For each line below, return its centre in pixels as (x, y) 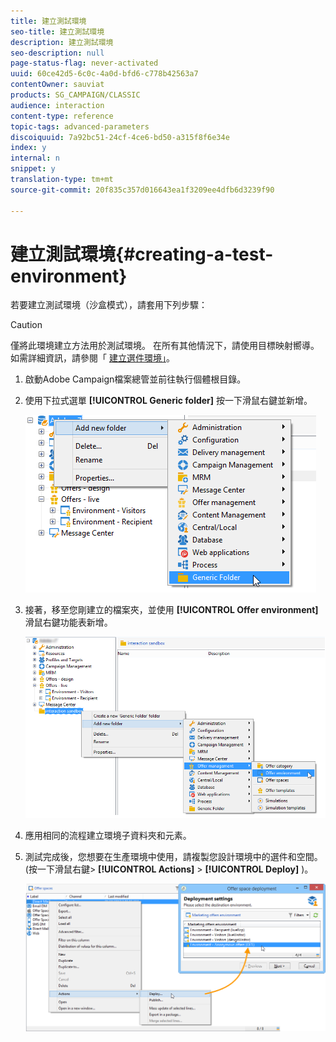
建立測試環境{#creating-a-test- (142, 254)
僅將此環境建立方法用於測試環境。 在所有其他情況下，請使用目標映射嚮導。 (165, 346)
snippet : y (33, 169)
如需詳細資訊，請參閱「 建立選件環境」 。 (92, 358)
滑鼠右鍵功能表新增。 (68, 622)
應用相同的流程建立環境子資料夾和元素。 (108, 836)
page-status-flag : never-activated (84, 63)
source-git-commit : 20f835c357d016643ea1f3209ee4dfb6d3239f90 (142, 190)
